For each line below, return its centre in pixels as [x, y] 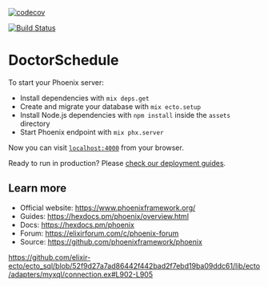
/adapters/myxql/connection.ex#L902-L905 [81, 274]
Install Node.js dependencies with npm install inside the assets [125, 115]
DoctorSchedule [64, 61]
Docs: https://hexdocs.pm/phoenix [77, 224]
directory [35, 123]
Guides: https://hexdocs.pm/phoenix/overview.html [104, 216]
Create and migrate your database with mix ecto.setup [110, 106]
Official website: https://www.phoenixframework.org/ [108, 208]
